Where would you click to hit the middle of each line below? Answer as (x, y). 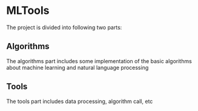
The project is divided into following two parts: (64, 27)
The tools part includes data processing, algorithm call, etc (80, 101)
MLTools (28, 11)
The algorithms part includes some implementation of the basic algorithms (99, 61)
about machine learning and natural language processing (78, 67)
